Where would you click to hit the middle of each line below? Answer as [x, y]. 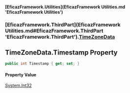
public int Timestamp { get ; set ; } [42, 64]
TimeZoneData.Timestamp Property [61, 52]
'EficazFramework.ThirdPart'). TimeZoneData [60, 37]
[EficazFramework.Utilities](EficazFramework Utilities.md [65, 7]
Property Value [21, 74]
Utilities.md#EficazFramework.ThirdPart [54, 31]
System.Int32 [18, 86]
